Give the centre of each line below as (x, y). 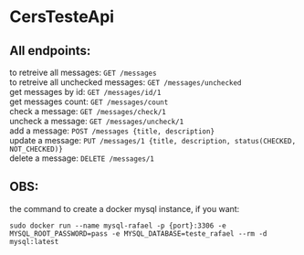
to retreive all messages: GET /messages (83, 72)
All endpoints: (50, 51)
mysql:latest (34, 241)
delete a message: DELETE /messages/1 (82, 158)
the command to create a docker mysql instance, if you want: (125, 208)
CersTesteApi (62, 17)
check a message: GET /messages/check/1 (88, 111)
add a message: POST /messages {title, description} (112, 131)
